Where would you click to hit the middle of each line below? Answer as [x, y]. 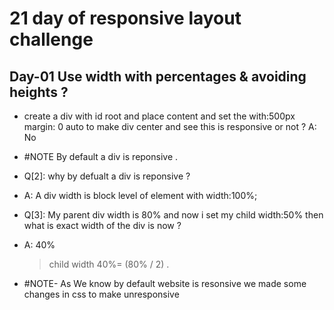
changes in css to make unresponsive [101, 294]
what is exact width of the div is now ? [102, 225]
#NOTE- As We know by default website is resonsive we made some [165, 283]
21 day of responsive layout [125, 18]
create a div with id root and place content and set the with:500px [159, 116]
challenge [51, 39]
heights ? [39, 92]
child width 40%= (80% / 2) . [109, 264]
